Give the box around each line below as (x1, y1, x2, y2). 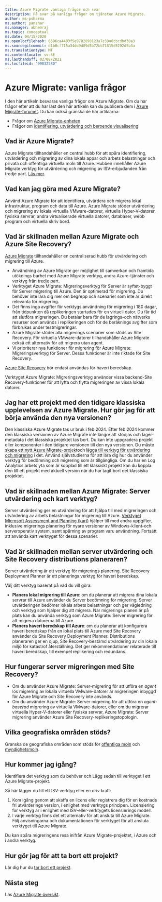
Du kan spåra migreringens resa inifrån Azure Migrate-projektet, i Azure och (5, 833, 157, 838)
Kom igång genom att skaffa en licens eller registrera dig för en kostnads (12, 797, 157, 803)
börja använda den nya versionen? (5, 413, 111, 422)
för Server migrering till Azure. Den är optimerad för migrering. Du (12, 288, 144, 294)
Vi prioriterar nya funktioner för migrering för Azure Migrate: (12, 345, 132, 351)
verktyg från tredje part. (12, 278, 60, 284)
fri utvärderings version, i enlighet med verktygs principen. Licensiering (12, 802, 155, 808)
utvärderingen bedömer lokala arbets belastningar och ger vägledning (12, 602, 152, 608)
